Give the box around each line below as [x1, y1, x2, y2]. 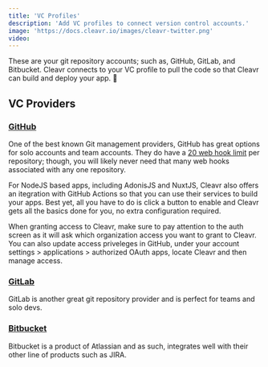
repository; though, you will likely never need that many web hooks [8, 156, 230, 166]
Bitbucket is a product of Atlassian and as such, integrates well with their [8, 341, 249, 351]
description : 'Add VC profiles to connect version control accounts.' [8, 19, 250, 27]
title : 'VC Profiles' [8, 11, 81, 20]
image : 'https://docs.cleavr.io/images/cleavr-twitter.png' [8, 27, 214, 35]
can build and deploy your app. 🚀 [8, 73, 118, 83]
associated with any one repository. [8, 164, 127, 174]
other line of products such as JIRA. [8, 349, 127, 359]
